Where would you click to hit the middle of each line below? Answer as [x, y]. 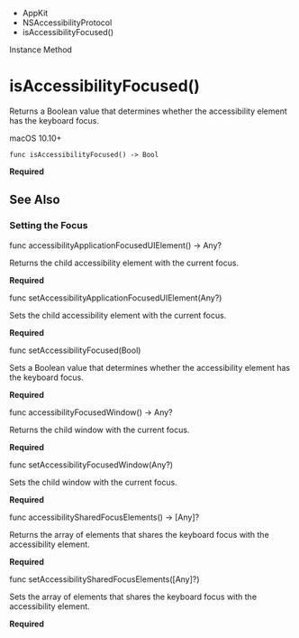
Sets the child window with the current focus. [93, 482]
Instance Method [41, 50]
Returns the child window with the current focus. [100, 430]
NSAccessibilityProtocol [67, 23]
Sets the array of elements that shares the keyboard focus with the [133, 596]
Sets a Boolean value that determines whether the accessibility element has [150, 367]
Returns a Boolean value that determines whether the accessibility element [149, 111]
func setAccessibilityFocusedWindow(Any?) [91, 465]
